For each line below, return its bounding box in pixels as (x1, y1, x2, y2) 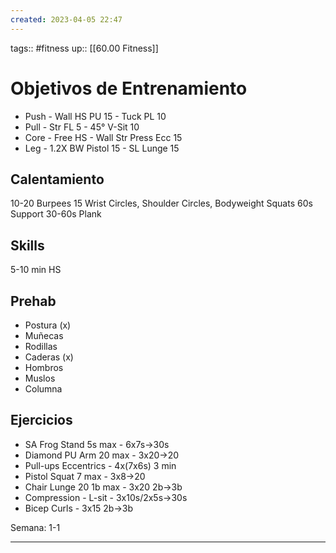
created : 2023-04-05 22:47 (10, 14, 123, 25)
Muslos (24, 372, 56, 384)
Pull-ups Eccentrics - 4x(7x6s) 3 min (24, 459, 177, 471)
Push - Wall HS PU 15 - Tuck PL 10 (24, 110, 167, 122)
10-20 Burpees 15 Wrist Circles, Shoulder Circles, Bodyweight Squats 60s (10, 197, 313, 210)
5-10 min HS (10, 264, 62, 276)
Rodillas (24, 341, 58, 352)
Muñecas (24, 330, 64, 341)
